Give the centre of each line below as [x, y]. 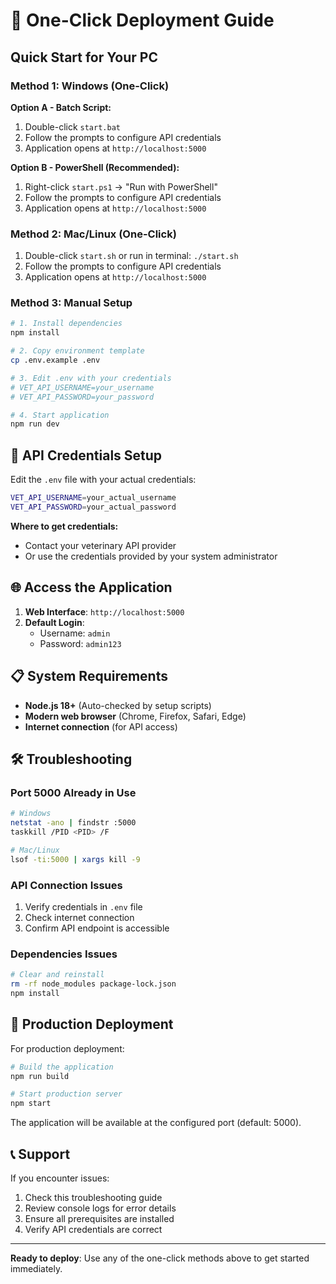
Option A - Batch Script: [61, 107]
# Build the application [62, 1067]
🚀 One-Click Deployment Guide [142, 20]
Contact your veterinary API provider [100, 545]
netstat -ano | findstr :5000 [73, 823]
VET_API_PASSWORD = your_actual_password [93, 507]
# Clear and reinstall [57, 975]
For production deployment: [67, 1048]
